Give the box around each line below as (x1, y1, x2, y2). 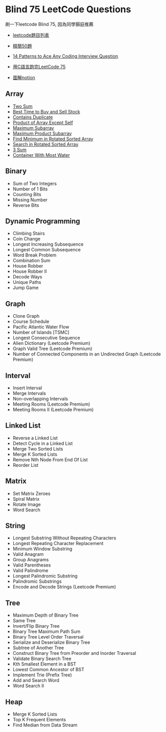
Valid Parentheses (12, 562, 51, 568)
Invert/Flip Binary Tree (12, 623, 60, 629)
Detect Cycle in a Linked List (12, 440, 73, 446)
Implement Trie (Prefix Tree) (12, 672, 73, 678)
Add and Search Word (12, 677, 60, 683)
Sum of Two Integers (12, 180, 57, 186)
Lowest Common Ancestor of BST (12, 667, 85, 673)
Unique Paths (12, 279, 41, 286)
